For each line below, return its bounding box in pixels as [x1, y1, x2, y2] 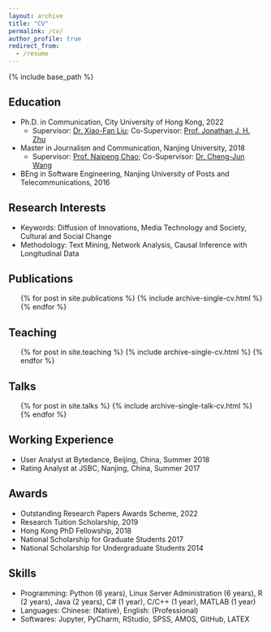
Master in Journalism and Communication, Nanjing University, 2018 [19, 143, 246, 153]
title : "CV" [8, 19, 49, 28]
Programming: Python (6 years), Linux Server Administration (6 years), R [19, 588, 263, 598]
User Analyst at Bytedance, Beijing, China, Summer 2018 [19, 454, 210, 464]
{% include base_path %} [8, 72, 94, 81]
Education [8, 95, 62, 110]
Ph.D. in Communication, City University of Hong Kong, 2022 [19, 117, 225, 127]
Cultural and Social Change [19, 231, 112, 240]
